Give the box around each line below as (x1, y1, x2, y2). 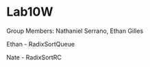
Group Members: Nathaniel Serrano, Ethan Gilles (6, 27, 144, 35)
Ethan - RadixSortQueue (6, 40, 75, 48)
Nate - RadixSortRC (6, 53, 62, 62)
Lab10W (6, 4, 53, 20)
